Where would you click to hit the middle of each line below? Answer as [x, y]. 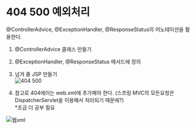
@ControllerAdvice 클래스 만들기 [53, 49]
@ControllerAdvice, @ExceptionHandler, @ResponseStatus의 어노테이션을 [95, 29]
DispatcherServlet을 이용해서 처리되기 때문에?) [69, 100]
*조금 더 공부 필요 [35, 107]
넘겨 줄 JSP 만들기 [36, 74]
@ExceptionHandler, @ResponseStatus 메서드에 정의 [78, 62]
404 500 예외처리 [48, 12]
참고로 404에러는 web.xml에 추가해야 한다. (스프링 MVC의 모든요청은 [94, 93]
